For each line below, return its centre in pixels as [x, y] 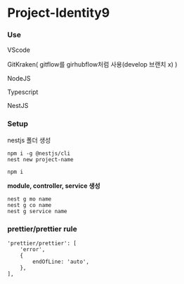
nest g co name [29, 205]
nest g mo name [29, 199]
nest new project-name [40, 159]
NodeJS [19, 79]
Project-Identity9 [59, 13]
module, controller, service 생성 [54, 185]
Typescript [23, 92]
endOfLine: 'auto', [61, 262]
